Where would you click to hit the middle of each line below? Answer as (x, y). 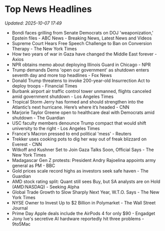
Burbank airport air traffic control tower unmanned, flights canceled (81, 91)
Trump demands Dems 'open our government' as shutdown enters (80, 70)
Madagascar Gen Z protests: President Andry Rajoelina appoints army (84, 160)
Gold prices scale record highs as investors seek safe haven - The (80, 170)
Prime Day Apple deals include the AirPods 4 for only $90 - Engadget (83, 213)
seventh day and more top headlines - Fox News (62, 75)
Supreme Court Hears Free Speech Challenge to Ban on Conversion (82, 43)
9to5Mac (21, 224)
